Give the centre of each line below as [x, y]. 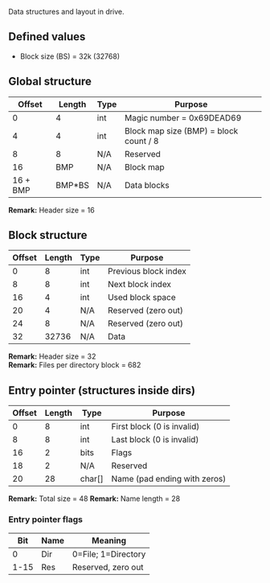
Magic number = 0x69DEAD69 [183, 117]
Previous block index [147, 271]
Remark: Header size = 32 [52, 356]
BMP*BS [73, 185]
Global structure [50, 82]
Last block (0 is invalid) [155, 440]
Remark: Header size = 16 [51, 210]
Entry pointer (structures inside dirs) [102, 390]
